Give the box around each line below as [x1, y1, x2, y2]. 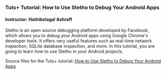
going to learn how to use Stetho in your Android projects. [5, 49, 123, 55]
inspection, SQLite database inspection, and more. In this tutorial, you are [5, 43, 155, 49]
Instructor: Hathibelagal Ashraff [5, 16, 73, 22]
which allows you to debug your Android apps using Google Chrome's [5, 33, 148, 39]
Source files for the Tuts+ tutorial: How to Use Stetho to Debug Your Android [5, 58, 161, 64]
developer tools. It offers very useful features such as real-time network [5, 38, 152, 44]
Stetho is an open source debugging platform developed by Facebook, [5, 27, 150, 33]
